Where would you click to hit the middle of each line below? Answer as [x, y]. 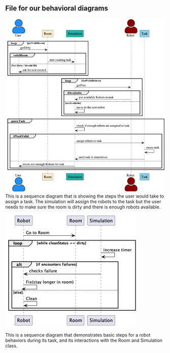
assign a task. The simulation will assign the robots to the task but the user [83, 201]
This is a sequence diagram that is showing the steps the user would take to [85, 196]
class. [11, 345]
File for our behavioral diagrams [57, 8]
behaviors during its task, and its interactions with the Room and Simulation [84, 340]
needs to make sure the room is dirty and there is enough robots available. [83, 207]
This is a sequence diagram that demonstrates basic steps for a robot [78, 335]
